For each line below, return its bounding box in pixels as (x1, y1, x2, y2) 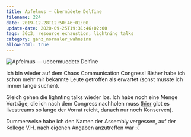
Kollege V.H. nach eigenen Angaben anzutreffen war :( (6, 124, 139, 131)
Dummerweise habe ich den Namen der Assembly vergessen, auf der (6, 117, 176, 125)
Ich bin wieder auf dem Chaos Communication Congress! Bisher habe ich (6, 69, 186, 77)
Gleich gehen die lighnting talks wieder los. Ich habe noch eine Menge (6, 93, 178, 101)
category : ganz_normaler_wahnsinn (6, 36, 92, 42)
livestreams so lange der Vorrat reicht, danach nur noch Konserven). (6, 106, 174, 113)
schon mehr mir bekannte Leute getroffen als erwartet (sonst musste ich (6, 75, 183, 83)
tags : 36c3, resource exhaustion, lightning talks (6, 31, 134, 37)
